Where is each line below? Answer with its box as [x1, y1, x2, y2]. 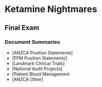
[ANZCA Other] [11, 76, 43, 82]
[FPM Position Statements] [11, 55, 67, 61]
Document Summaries [4, 38, 60, 45]
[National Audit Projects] [11, 65, 63, 71]
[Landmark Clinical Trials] [11, 60, 65, 66]
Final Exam [4, 23, 39, 32]
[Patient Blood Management [11, 71, 70, 77]
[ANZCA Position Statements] [11, 49, 73, 55]
